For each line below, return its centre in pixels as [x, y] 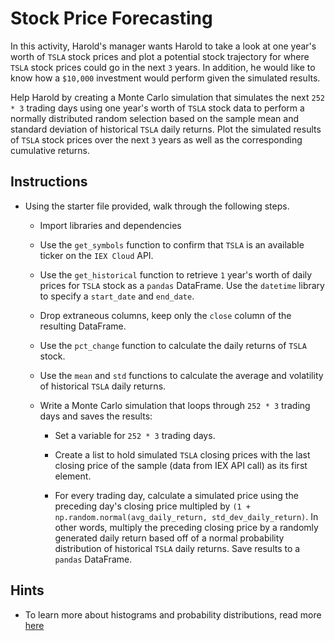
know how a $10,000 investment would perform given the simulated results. [165, 78]
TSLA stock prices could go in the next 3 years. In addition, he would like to [163, 67]
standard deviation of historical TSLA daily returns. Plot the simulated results [166, 129]
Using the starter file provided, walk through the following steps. [157, 206]
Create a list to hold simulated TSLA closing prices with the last [182, 454]
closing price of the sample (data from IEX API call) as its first [181, 465]
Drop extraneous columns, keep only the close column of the [165, 315]
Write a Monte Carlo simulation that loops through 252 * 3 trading [175, 405]
